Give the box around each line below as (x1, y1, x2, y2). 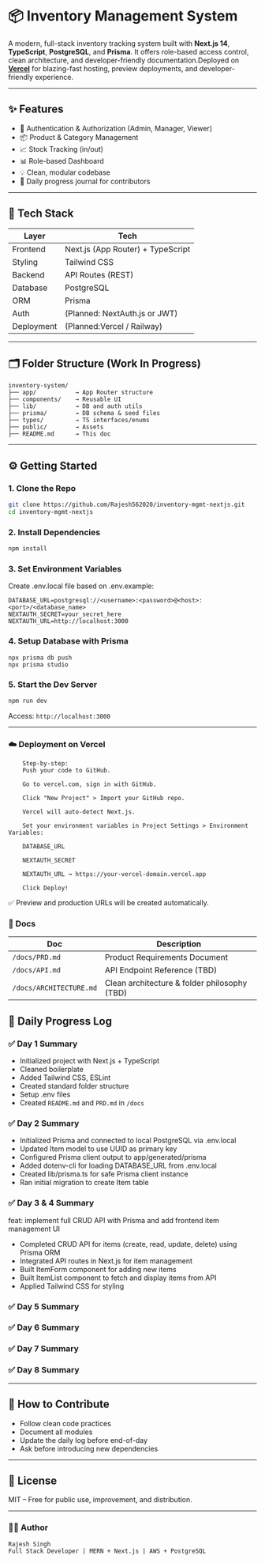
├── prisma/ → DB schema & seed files (8, 410, 160, 417)
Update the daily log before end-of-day (19, 1435, 148, 1444)
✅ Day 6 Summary (8, 1322, 80, 1333)
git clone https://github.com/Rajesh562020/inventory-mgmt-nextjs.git (8, 500, 245, 509)
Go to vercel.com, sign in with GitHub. (22, 780, 157, 788)
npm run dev (8, 697, 47, 704)
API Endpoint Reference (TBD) (104, 965, 218, 976)
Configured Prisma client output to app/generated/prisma (19, 1153, 207, 1162)
